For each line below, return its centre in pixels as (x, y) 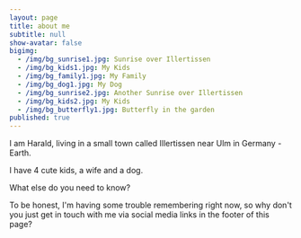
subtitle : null (38, 34)
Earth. (20, 153)
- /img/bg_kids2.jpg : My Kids (74, 101)
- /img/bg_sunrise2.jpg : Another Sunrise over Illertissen (130, 93)
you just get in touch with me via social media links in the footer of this (139, 215)
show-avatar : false (46, 43)
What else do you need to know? (70, 188)
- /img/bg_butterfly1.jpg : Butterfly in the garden (116, 110)
